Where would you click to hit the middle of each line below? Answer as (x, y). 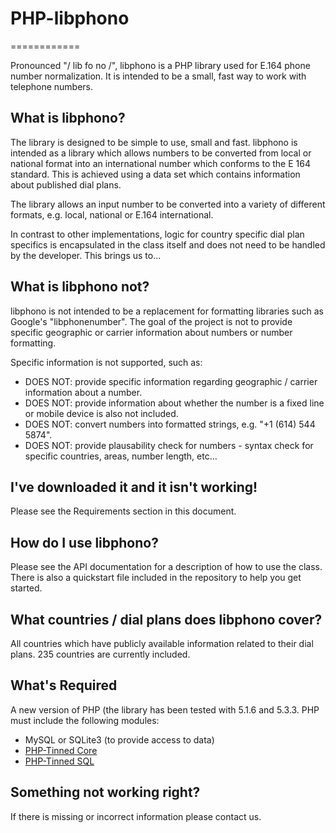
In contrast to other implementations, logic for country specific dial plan (157, 234)
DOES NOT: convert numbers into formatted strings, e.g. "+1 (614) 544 (170, 424)
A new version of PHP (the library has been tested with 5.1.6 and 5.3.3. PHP (165, 709)
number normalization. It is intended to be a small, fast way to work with (158, 76)
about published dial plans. (66, 184)
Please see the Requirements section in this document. (123, 511)
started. (26, 588)
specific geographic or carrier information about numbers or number (151, 332)
